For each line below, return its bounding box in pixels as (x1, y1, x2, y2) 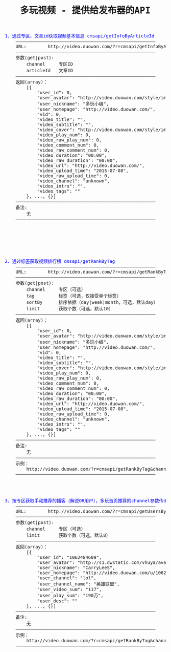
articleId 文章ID (26, 68, 74, 73)
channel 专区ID (26, 61, 74, 67)
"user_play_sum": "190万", (37, 593, 104, 598)
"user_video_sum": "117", (37, 586, 102, 592)
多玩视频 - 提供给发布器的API (19, 5, 151, 16)
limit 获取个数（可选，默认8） (26, 532, 111, 538)
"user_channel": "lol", (37, 575, 96, 581)
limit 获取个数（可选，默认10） (26, 306, 113, 311)
